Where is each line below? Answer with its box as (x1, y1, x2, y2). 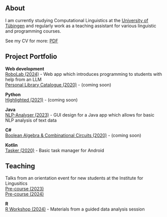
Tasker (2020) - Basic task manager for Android (5, 147, 104, 153)
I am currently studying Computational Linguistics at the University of (5, 17, 148, 23)
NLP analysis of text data (5, 117, 57, 123)
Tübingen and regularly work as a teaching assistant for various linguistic (5, 23, 156, 29)
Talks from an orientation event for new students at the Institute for (5, 175, 143, 181)
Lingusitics (5, 180, 28, 186)
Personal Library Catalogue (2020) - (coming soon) (5, 81, 111, 87)
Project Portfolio (5, 52, 58, 61)
